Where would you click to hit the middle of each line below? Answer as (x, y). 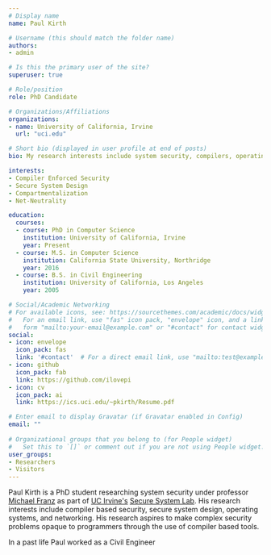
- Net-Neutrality (38, 201)
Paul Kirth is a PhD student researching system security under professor (129, 492)
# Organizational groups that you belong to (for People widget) (120, 439)
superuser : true (35, 75)
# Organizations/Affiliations (59, 111)
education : (27, 215)
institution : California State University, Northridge (117, 260)
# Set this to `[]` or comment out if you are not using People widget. (137, 447)
